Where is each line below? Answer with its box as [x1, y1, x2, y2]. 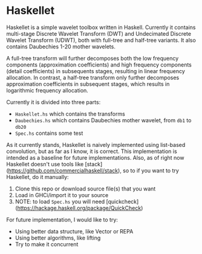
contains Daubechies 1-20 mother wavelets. [6, 43, 116, 50]
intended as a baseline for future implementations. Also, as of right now [6, 154, 184, 161]
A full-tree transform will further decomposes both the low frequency [6, 54, 179, 62]
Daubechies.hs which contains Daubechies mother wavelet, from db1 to [15, 116, 192, 124]
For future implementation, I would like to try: [6, 216, 118, 223]
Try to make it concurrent [15, 240, 79, 248]
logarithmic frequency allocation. [6, 86, 89, 94]
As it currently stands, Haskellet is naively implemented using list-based [6, 141, 186, 148]
